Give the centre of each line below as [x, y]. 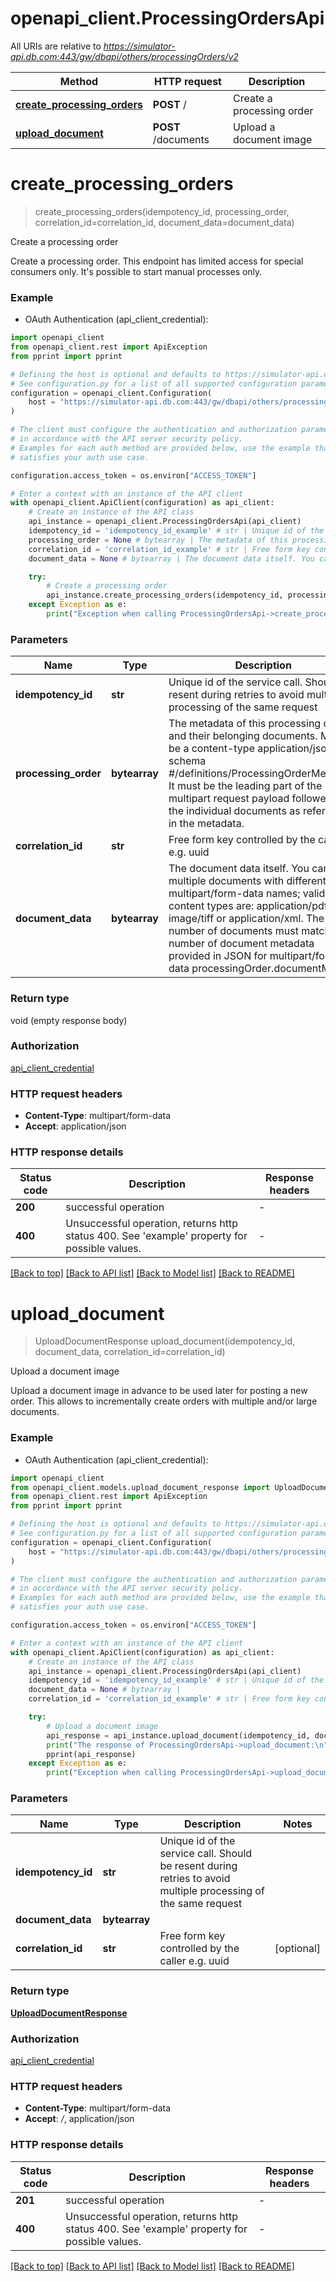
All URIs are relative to [56, 46]
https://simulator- [139, 46]
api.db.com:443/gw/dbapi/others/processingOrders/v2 [124, 56]
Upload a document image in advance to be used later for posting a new [159, 1391]
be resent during [198, 1866]
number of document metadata [241, 944]
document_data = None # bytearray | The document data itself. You [171, 558]
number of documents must [233, 931]
